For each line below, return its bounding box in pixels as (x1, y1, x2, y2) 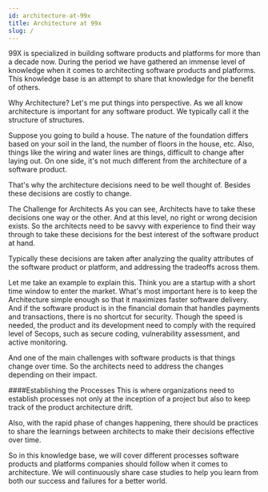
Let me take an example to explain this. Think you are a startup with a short (8, 278, 256, 288)
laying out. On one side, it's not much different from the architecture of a (8, 156, 247, 166)
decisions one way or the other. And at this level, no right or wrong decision (8, 213, 258, 223)
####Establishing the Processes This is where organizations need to (8, 385, 234, 395)
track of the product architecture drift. (8, 402, 134, 413)
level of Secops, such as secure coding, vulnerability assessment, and (8, 329, 240, 339)
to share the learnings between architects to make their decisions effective (8, 426, 254, 437)
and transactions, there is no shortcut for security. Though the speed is (8, 312, 243, 321)
